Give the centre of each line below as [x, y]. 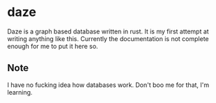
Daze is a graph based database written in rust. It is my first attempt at [108, 31]
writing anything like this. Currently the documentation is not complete [108, 38]
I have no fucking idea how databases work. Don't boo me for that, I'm [108, 85]
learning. [20, 92]
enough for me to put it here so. [53, 46]
